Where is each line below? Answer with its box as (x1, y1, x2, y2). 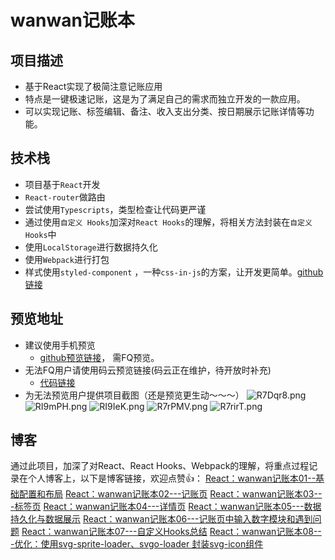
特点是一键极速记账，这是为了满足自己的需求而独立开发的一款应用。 (24, 93, 306, 105)
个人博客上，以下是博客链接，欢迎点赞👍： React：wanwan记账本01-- (27, 472, 317, 485)
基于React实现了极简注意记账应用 (24, 81, 163, 92)
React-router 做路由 (24, 191, 106, 203)
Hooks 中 (24, 228, 57, 240)
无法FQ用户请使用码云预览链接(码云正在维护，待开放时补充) (24, 364, 272, 376)
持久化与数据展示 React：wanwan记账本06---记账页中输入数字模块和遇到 (10, 513, 313, 525)
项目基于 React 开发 (24, 178, 101, 190)
